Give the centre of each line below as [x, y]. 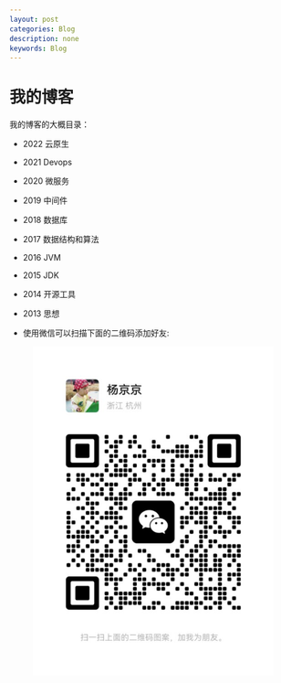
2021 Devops [47, 162]
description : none [44, 38]
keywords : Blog [38, 48]
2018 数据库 [45, 220]
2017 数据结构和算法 [61, 240]
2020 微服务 [46, 181]
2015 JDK [41, 275]
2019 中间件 [45, 200]
